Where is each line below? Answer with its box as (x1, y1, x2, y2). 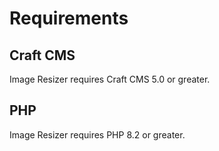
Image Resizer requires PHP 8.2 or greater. (9, 128, 186, 141)
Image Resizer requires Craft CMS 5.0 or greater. (9, 73, 211, 85)
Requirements (9, 7, 129, 30)
